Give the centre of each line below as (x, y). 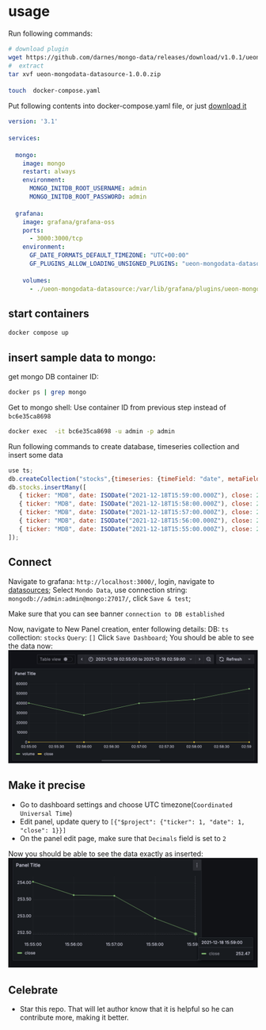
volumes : (37, 280)
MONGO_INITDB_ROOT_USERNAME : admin (88, 189)
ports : (33, 230)
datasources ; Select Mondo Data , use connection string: (98, 590)
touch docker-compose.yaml (55, 91)
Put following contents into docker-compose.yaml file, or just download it (127, 106)
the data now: (30, 646)
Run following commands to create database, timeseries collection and (124, 446)
